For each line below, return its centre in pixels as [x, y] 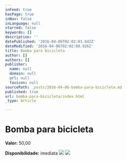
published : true [22, 92]
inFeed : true [18, 10]
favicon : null [24, 82]
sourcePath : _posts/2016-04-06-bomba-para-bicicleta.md [63, 87]
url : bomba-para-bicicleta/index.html [45, 96]
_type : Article [21, 101]
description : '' [22, 37]
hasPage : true [20, 14]
